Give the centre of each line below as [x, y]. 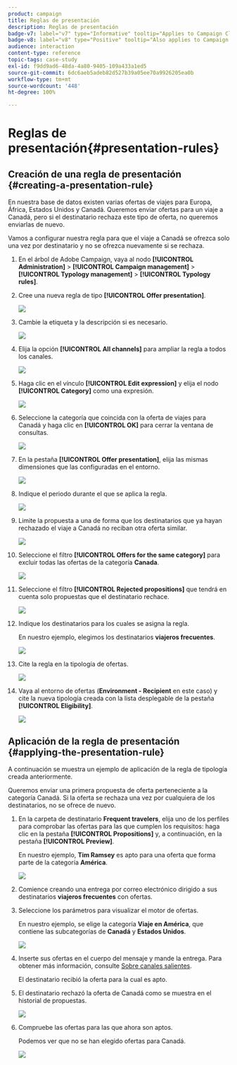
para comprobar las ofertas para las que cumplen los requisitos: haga [119, 826]
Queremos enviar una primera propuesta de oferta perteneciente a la [108, 790]
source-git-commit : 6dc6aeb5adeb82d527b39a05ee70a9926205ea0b [101, 73]
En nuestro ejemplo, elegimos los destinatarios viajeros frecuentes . [116, 637]
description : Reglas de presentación [63, 27]
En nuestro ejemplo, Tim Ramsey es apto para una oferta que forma [117, 855]
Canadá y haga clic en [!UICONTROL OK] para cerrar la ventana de [116, 425]
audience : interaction [41, 46]
